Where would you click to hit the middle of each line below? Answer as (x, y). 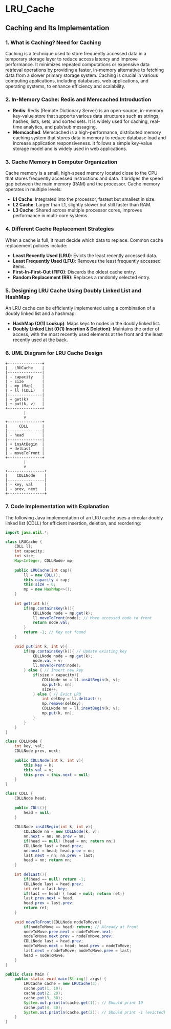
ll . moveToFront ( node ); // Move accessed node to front (92, 618)
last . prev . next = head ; (49, 898)
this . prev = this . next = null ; (57, 775)
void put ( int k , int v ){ (41, 646)
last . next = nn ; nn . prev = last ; (59, 855)
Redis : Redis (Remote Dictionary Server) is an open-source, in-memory (88, 111)
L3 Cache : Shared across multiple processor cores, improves (77, 210)
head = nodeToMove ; (45, 955)
